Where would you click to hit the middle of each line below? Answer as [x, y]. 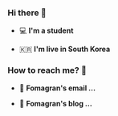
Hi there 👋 [27, 13]
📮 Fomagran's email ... [57, 88]
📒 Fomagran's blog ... [56, 103]
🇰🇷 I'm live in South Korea [65, 49]
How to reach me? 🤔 [47, 70]
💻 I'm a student [46, 30]
